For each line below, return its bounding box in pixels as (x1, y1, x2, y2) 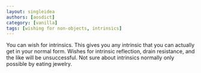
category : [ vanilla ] (6, 20, 58, 26)
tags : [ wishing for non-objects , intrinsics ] (6, 25, 122, 31)
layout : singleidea (6, 8, 55, 15)
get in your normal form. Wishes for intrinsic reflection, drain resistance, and (6, 48, 195, 55)
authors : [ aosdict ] (6, 14, 55, 20)
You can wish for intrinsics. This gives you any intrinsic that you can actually (6, 42, 195, 49)
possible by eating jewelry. (6, 61, 73, 68)
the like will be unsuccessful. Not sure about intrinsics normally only (6, 54, 175, 61)
